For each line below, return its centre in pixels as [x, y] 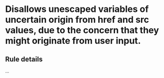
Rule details [24, 59]
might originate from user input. [73, 41]
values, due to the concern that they [82, 30]
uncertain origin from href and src [77, 20]
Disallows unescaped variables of [77, 9]
